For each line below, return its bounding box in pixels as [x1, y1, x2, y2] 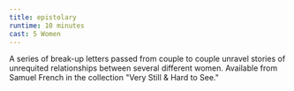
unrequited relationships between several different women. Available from [9, 63, 278, 73]
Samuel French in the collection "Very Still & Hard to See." [9, 72, 219, 83]
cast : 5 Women [9, 29, 62, 38]
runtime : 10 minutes [9, 21, 86, 30]
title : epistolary [9, 12, 77, 22]
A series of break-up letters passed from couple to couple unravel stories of [9, 54, 286, 64]
